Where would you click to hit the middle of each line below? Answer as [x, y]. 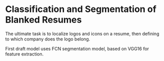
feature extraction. [24, 54]
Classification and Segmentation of [81, 9]
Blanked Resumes [44, 20]
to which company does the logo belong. [48, 39]
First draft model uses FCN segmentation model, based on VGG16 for [77, 48]
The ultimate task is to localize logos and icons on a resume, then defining [82, 33]
